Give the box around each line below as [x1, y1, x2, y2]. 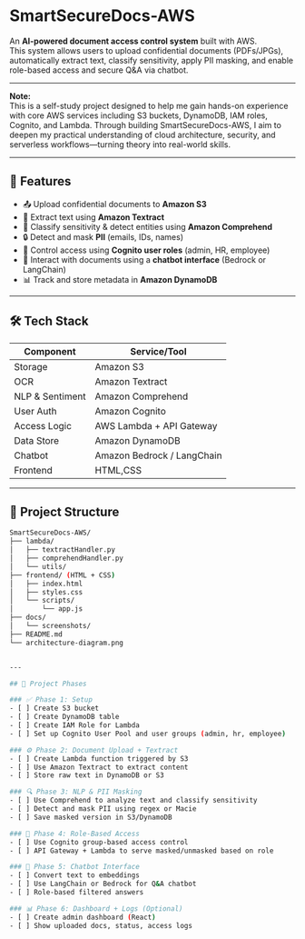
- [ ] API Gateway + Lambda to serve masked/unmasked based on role [9, 846, 274, 855]
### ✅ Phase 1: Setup [9, 695, 93, 704]
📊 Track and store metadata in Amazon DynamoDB [22, 274, 218, 285]
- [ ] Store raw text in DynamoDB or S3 [9, 771, 165, 780]
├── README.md [9, 629, 64, 639]
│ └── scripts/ [9, 596, 75, 605]
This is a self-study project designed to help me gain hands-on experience [9, 100, 289, 111]
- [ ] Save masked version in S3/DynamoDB [9, 813, 172, 822]
